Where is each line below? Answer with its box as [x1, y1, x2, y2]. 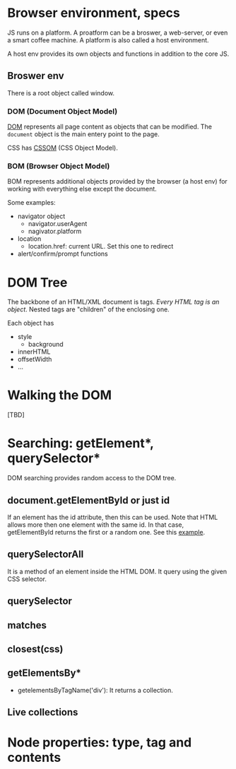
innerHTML [17, 347, 51, 356]
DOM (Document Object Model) [7, 106, 118, 116]
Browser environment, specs [7, 5, 180, 21]
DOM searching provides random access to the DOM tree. [7, 474, 177, 482]
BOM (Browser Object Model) [7, 161, 110, 171]
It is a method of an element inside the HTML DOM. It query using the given [7, 567, 228, 576]
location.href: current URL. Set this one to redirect [28, 242, 174, 251]
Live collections [7, 706, 78, 718]
